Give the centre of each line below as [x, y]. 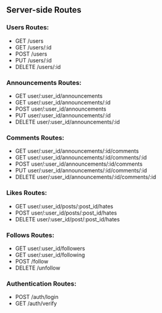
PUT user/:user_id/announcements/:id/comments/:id [81, 171]
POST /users [31, 54]
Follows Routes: [30, 235]
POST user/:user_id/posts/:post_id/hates [66, 213]
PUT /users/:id [33, 60]
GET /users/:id [33, 47]
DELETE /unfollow [38, 268]
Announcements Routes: [44, 83]
